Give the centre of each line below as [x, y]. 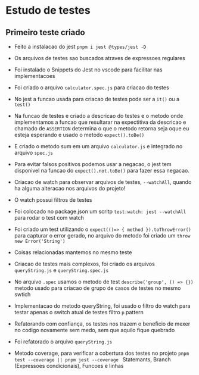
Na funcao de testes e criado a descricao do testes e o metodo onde [99, 116]
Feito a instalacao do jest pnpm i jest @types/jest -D [80, 46]
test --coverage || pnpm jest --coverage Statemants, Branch [92, 360]
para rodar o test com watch [49, 218]
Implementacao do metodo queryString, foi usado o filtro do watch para [102, 306]
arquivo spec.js [33, 153]
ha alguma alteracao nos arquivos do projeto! [70, 188]
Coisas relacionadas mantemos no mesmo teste [73, 252]
